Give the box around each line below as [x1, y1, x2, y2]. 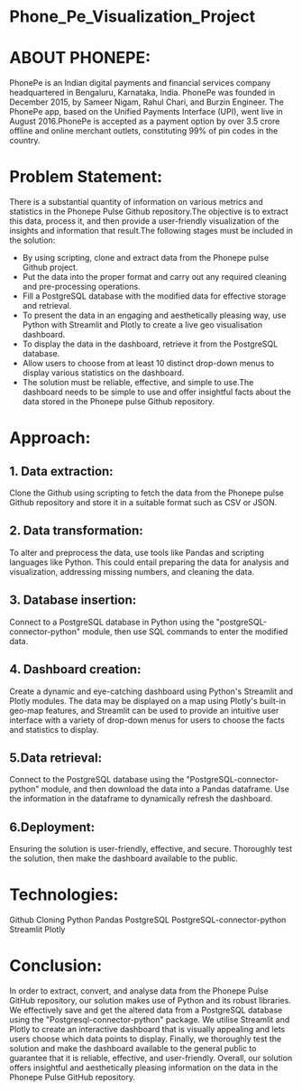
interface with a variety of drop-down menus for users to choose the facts [9, 715, 286, 726]
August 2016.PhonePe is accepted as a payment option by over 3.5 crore [9, 116, 280, 127]
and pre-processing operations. [22, 282, 142, 292]
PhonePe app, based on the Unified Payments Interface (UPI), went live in [9, 106, 284, 117]
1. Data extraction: [9, 463, 114, 479]
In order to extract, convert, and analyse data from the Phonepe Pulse [9, 985, 269, 996]
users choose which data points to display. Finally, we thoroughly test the [9, 1033, 282, 1044]
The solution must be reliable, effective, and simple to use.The [22, 377, 254, 388]
